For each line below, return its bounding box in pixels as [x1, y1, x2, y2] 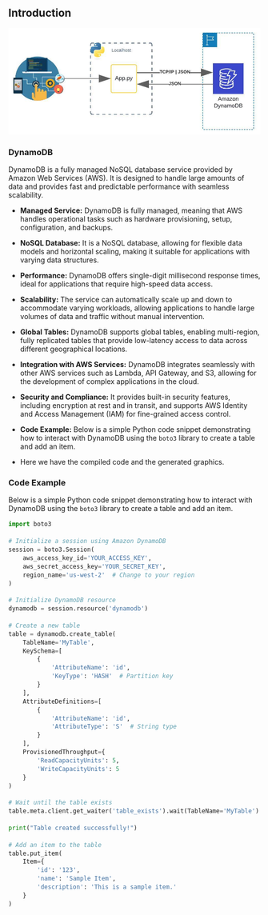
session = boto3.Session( [8, 545, 94, 554]
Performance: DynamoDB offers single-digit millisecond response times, [19, 271, 261, 281]
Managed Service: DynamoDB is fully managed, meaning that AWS [19, 206, 243, 215]
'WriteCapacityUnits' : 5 [37, 765, 120, 773]
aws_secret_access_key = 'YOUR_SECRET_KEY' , [22, 562, 166, 570]
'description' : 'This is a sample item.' [37, 883, 178, 891]
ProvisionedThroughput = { [22, 748, 106, 757]
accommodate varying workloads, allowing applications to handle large [19, 303, 255, 313]
